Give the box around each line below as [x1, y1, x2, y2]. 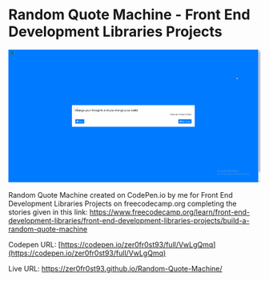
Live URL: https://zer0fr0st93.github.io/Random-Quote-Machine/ [8, 263, 223, 273]
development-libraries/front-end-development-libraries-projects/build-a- [8, 215, 250, 225]
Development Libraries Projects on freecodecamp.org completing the [8, 199, 237, 208]
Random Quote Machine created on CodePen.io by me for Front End [8, 190, 234, 199]
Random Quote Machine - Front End [8, 6, 251, 24]
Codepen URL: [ [8, 239, 62, 249]
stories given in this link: [8, 207, 88, 217]
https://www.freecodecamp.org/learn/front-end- [89, 207, 251, 217]
